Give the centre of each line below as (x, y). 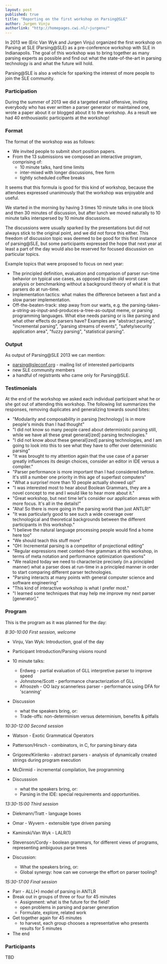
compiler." (23, 467)
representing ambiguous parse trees (49, 847)
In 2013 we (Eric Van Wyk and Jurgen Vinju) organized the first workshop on (83, 42)
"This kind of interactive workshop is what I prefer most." (71, 588)
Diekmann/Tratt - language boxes (47, 813)
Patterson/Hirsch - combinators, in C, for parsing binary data (75, 745)
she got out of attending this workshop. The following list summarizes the (80, 404)
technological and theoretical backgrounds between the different (79, 519)
